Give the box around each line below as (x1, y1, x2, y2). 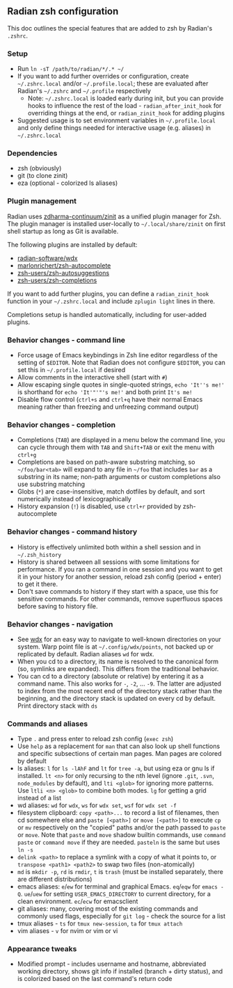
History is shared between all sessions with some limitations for (17, 558, 200, 566)
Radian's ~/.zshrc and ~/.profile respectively (17, 87, 152, 95)
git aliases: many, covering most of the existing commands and (17, 905, 198, 913)
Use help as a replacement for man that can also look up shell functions (17, 742, 220, 750)
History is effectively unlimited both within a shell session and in (17, 542, 201, 551)
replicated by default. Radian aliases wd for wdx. (17, 649, 154, 658)
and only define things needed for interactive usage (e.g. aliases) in (17, 124, 211, 132)
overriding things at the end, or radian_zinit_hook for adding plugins (27, 109, 225, 118)
